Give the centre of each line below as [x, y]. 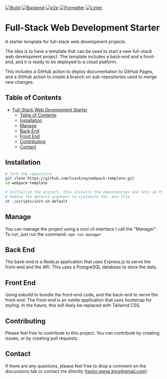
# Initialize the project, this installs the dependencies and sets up [81, 192]
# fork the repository [29, 174]
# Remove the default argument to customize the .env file [68, 197]
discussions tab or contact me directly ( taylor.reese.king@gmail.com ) [76, 371]
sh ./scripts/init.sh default [37, 201]
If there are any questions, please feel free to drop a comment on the [76, 366]
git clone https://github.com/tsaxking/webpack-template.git [70, 179]
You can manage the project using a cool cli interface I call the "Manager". [81, 229]
